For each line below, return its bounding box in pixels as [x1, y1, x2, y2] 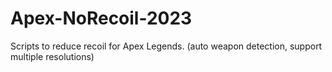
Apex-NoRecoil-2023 [10, 7, 193, 30]
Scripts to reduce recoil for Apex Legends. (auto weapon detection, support [10, 40, 323, 52]
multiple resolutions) [10, 50, 95, 62]
